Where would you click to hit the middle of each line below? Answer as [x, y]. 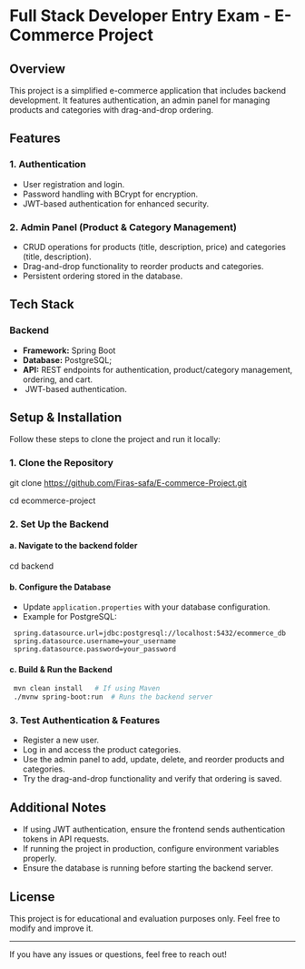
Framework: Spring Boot [69, 350]
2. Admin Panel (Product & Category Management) [123, 227]
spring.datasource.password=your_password [95, 650]
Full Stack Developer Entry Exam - [140, 16]
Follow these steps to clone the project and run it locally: [115, 439]
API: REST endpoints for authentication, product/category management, [157, 369]
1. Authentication [48, 165]
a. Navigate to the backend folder [74, 546]
